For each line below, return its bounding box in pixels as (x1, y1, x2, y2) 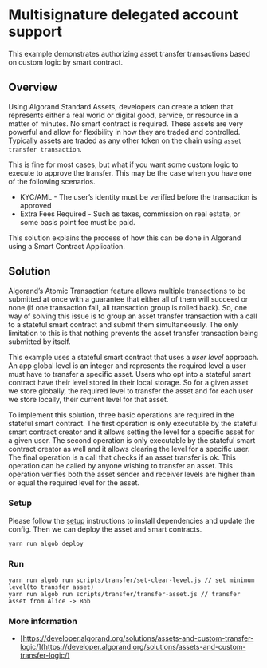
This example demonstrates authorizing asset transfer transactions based (8, 49, 251, 58)
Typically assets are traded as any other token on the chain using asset (8, 136, 242, 145)
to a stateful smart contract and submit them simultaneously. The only (8, 319, 238, 329)
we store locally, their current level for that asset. (8, 394, 169, 404)
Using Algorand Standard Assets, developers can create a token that (8, 101, 234, 111)
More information (8, 616, 77, 627)
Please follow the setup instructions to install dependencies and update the (8, 516, 255, 525)
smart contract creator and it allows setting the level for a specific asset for (8, 427, 255, 437)
